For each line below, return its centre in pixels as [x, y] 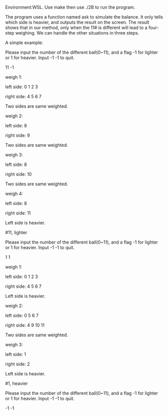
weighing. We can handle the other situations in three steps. [77, 33]
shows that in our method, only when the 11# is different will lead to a [76, 28]
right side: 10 [19, 174]
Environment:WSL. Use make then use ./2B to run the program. [70, 7]
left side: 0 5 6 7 [22, 316]
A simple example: [24, 43]
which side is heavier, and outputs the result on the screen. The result [77, 22]
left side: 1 [16, 354]
